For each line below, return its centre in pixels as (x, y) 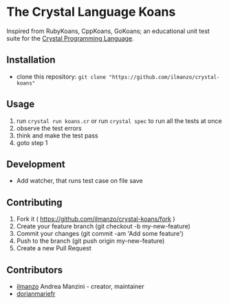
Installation (31, 60)
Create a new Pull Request (54, 248)
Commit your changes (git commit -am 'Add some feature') (100, 234)
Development (36, 164)
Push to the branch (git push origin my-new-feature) (90, 241)
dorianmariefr (36, 294)
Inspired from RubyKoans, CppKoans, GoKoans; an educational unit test (108, 31)
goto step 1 (32, 142)
